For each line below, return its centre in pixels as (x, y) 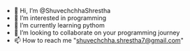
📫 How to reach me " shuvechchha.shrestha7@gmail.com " (98, 40)
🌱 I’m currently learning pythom (59, 25)
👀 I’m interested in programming (60, 18)
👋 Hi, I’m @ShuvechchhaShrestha (62, 11)
